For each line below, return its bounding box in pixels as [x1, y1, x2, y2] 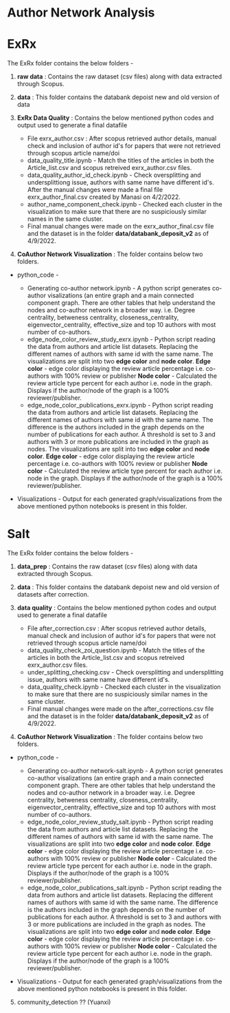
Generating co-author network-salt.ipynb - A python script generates [27, 767, 223, 775]
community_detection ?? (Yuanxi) [16, 998, 111, 1006]
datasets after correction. [16, 590, 89, 599]
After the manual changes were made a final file [27, 186, 163, 194]
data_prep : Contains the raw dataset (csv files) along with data [16, 562, 198, 571]
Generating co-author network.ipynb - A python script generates [27, 284, 211, 292]
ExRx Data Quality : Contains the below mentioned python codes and [16, 114, 214, 122]
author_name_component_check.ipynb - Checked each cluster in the [27, 200, 222, 209]
